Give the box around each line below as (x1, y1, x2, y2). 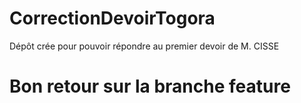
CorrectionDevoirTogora (9, 7, 216, 30)
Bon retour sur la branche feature (9, 75, 291, 98)
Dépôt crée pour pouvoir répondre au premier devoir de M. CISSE (9, 40, 280, 52)
